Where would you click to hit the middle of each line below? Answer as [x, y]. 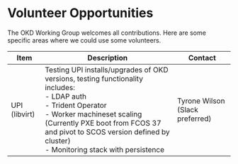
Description [108, 58]
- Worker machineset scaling [93, 114]
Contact [202, 58]
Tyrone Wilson [201, 101]
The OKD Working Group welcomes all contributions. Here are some [107, 33]
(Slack [187, 109]
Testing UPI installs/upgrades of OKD [107, 70]
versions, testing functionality [94, 78]
